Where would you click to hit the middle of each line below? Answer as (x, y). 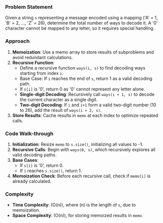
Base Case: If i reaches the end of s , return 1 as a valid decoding (86, 78)
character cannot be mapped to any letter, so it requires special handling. (80, 28)
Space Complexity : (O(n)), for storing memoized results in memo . (78, 216)
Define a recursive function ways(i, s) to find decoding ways (82, 68)
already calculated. (32, 181)
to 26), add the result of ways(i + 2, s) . (61, 110)
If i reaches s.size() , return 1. (51, 170)
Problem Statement (29, 7)
